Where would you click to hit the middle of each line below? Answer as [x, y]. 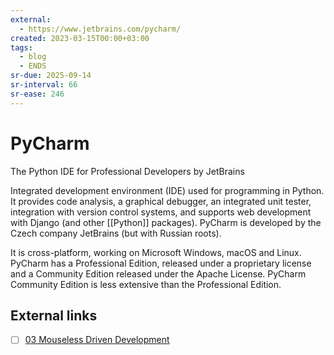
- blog [33, 57]
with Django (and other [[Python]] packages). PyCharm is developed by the [166, 222]
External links [54, 315]
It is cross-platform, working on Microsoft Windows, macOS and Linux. [156, 252]
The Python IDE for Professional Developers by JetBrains [127, 171]
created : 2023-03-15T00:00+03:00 [80, 38]
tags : [21, 47]
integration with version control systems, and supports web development [161, 212]
